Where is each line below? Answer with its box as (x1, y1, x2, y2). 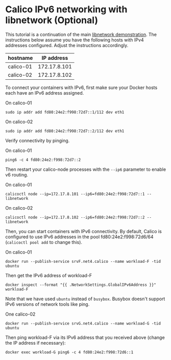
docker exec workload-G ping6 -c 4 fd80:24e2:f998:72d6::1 (5, 349, 134, 355)
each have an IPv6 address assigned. (5, 89, 84, 96)
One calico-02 (5, 311, 36, 317)
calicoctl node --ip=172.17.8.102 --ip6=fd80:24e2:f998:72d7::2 (5, 215, 145, 220)
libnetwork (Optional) (5, 14, 99, 26)
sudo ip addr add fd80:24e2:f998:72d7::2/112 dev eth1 (5, 128, 125, 133)
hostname (8, 54, 33, 61)
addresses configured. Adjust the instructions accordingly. (5, 42, 129, 48)
